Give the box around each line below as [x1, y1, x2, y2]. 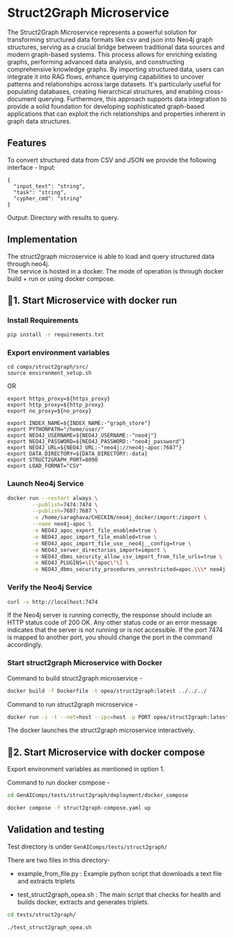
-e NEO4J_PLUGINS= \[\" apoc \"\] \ [32, 560, 130, 567]
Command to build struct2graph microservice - [7, 673, 143, 682]
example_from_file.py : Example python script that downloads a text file [17, 869, 222, 877]
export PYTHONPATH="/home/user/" [7, 426, 104, 433]
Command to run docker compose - [7, 778, 110, 787]
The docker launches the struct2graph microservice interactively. [7, 726, 195, 734]
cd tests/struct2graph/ [7, 911, 77, 918]
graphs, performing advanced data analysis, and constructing [7, 57, 185, 66]
